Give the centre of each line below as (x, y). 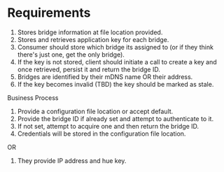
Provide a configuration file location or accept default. (95, 111)
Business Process (33, 98)
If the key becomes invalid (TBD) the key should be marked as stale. (115, 84)
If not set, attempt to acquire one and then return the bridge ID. (108, 126)
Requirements (49, 13)
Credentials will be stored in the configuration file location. (101, 134)
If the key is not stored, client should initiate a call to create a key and (117, 62)
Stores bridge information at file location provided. (90, 32)
